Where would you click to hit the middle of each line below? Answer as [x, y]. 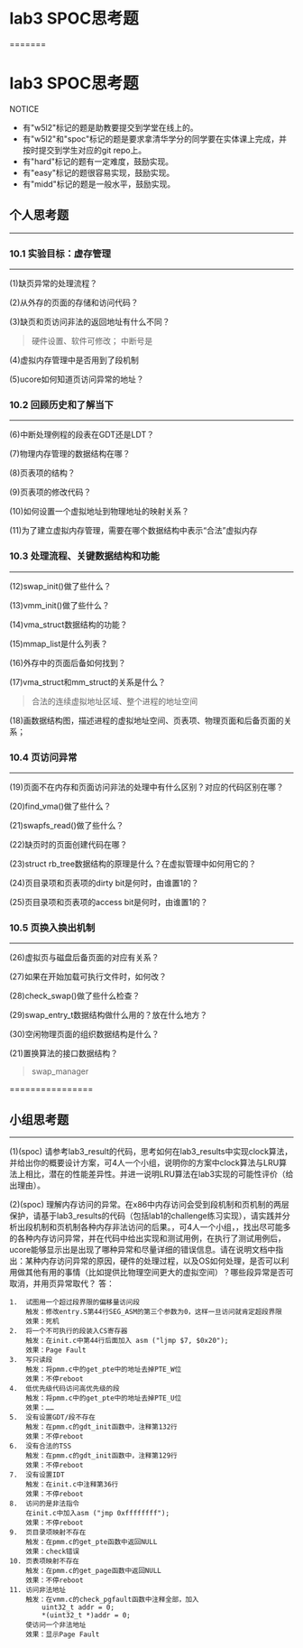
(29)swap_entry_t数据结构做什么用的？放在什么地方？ [109, 1015]
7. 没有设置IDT [37, 1475]
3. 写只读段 [31, 1359]
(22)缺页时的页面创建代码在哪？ [69, 844]
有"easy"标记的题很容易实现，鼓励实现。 [98, 172]
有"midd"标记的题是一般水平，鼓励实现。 [99, 184]
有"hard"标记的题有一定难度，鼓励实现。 [98, 161]
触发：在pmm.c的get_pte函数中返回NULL [92, 1542]
